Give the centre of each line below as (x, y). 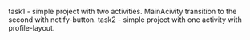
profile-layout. (32, 28)
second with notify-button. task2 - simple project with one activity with (125, 20)
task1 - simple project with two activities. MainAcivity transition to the (123, 11)
